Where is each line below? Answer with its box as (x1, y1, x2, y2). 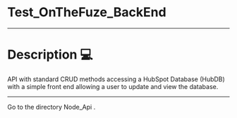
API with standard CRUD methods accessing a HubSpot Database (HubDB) (7, 75, 226, 83)
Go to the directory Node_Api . (7, 102, 96, 111)
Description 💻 (7, 47, 93, 63)
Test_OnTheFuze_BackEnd (7, 4, 167, 20)
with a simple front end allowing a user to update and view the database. (7, 82, 219, 90)
